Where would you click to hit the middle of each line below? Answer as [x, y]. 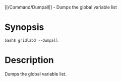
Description [29, 60]
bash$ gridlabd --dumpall [31, 40]
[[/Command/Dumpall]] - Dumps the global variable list [61, 7]
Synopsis [24, 27]
